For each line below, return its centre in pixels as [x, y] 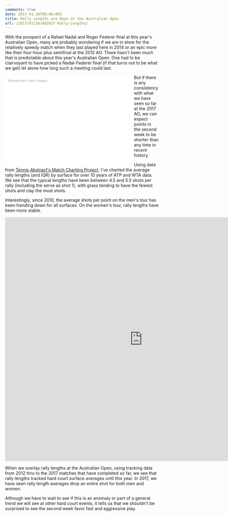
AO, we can [145, 114]
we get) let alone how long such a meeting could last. [59, 68]
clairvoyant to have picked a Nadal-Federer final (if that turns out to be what [81, 63]
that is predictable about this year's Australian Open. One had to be [73, 58]
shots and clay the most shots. [36, 191]
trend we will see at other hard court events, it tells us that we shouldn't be [80, 503]
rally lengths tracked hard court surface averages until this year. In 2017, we [81, 478]
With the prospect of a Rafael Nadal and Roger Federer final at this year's [78, 37]
